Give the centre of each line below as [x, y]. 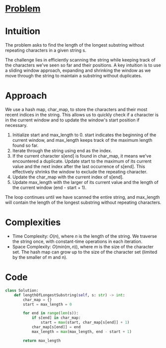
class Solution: [22, 290]
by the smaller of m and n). [40, 257]
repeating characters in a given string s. [46, 51]
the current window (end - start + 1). [49, 188]
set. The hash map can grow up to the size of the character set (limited [85, 252]
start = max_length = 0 [47, 304]
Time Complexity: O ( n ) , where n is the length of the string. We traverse [84, 236]
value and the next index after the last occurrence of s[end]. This [79, 167]
